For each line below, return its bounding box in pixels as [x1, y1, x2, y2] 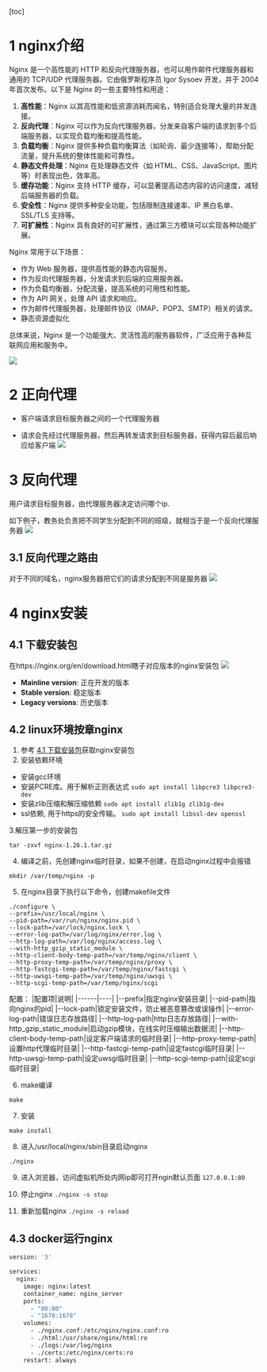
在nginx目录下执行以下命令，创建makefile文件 [20, 887, 171, 897]
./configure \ [9, 903, 56, 911]
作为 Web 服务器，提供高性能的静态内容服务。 [20, 263, 172, 273]
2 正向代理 [9, 386, 78, 404]
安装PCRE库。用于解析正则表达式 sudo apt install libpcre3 [20, 782, 220, 791]
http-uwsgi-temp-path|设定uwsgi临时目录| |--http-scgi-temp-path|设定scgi [9, 1054, 256, 1063]
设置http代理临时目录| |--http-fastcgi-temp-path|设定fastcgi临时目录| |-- [9, 1044, 246, 1053]
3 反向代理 [9, 471, 78, 489]
